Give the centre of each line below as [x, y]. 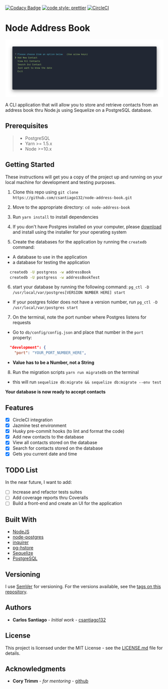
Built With [21, 519]
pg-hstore [23, 548]
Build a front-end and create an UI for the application [67, 504]
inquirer [21, 542]
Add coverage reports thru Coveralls [50, 498]
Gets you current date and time [45, 454]
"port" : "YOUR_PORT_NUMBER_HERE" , [50, 353]
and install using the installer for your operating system [69, 232]
